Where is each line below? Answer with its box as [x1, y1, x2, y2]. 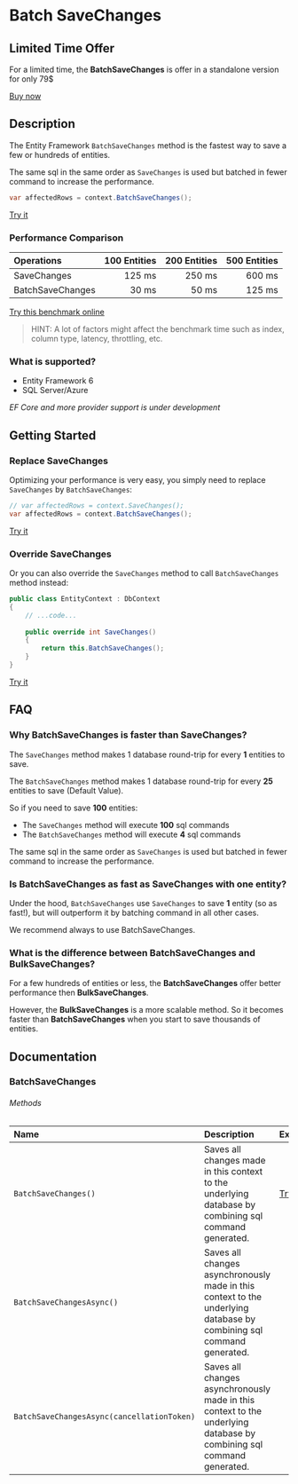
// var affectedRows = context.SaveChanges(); [9, 501, 184, 510]
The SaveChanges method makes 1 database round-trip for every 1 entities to [9, 749, 286, 760]
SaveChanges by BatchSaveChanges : [9, 484, 133, 494]
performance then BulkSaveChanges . [9, 987, 149, 999]
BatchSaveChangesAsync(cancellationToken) [13, 1411, 196, 1421]
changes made [203, 1154, 266, 1166]
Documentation [9, 1049, 98, 1064]
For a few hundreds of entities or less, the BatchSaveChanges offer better [9, 978, 282, 989]
